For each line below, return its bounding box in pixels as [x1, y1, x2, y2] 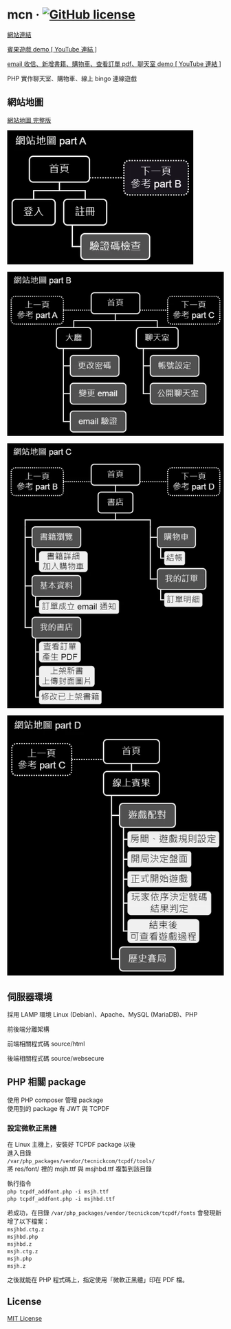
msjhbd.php [7, 1233, 38, 1241]
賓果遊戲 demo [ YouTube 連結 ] [7, 45, 98, 53]
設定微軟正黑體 [7, 1123, 57, 1133]
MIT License [7, 1314, 43, 1322]
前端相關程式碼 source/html [7, 1039, 85, 1048]
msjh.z [7, 1263, 26, 1270]
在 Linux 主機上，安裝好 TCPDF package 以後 [7, 1141, 136, 1149]
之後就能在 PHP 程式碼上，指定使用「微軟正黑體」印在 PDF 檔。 [7, 1276, 189, 1284]
